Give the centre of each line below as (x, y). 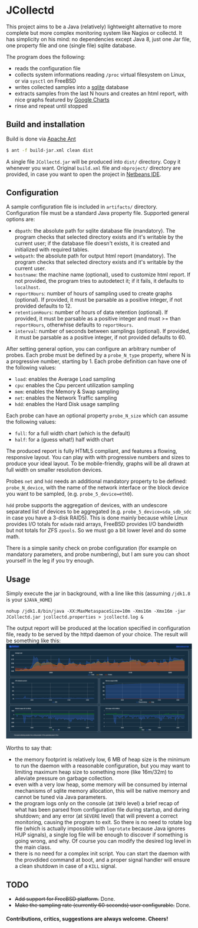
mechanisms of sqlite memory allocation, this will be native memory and (102, 791)
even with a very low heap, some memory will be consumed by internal (101, 785)
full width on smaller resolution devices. (55, 470)
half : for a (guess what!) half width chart (64, 440)
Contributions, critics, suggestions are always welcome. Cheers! (87, 919)
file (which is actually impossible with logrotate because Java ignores (100, 829)
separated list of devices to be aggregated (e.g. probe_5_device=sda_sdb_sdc (99, 512)
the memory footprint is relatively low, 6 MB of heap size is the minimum (102, 760)
